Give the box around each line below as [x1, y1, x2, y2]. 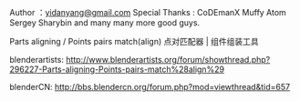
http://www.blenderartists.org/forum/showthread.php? [65, 55, 271, 65]
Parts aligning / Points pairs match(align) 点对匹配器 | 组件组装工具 [9, 36, 260, 46]
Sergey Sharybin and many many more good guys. [9, 17, 201, 28]
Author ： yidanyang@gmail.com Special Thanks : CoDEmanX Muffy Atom [9, 7, 287, 17]
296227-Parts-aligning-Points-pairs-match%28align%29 [9, 64, 225, 75]
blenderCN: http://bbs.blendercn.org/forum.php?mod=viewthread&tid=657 [9, 82, 290, 92]
